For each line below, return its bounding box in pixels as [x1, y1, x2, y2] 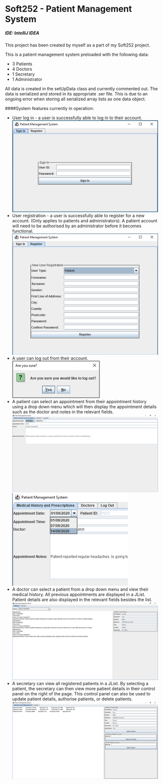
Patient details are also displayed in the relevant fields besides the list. [12, 596, 152, 602]
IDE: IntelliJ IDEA [5, 30, 40, 36]
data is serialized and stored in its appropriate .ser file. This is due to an [5, 91, 148, 97]
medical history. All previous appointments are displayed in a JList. [12, 591, 146, 597]
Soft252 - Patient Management [5, 3, 132, 15]
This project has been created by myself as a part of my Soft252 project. [5, 42, 150, 48]
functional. [12, 228, 34, 234]
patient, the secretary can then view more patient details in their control [12, 686, 155, 691]
